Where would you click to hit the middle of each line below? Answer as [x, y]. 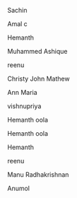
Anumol [19, 188]
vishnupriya [24, 106]
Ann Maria [22, 92]
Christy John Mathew [38, 78]
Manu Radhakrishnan [38, 175]
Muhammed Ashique [37, 51]
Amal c [18, 24]
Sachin [17, 10]
